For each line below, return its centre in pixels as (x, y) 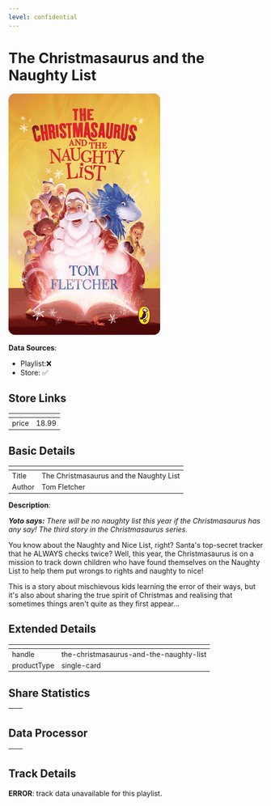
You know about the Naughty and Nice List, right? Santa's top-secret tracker (136, 545)
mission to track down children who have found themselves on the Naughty (134, 562)
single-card (81, 665)
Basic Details (42, 451)
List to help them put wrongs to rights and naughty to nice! (106, 571)
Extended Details (53, 629)
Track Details (42, 774)
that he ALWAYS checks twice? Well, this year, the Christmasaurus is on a (131, 554)
